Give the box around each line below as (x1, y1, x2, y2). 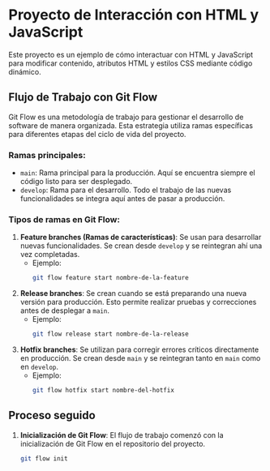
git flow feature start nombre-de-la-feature (32, 274, 189, 282)
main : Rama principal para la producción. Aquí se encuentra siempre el (19, 168, 255, 178)
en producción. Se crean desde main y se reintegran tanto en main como (19, 353, 261, 363)
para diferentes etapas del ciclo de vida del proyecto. (8, 129, 186, 139)
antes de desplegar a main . (19, 306, 109, 315)
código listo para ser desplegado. (19, 177, 133, 186)
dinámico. (8, 66, 42, 76)
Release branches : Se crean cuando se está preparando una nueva (19, 289, 247, 298)
